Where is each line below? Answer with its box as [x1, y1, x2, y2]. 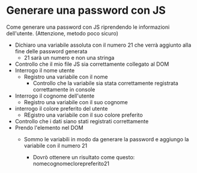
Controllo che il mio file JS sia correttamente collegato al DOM [14, 60, 169, 68]
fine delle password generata [14, 47, 88, 54]
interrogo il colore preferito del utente [14, 105, 108, 112]
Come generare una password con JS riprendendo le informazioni [6, 23, 170, 31]
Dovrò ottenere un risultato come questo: [32, 153, 135, 160]
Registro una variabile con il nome [23, 73, 108, 80]
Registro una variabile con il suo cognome [23, 98, 128, 105]
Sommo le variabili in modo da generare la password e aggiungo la [23, 135, 189, 142]
